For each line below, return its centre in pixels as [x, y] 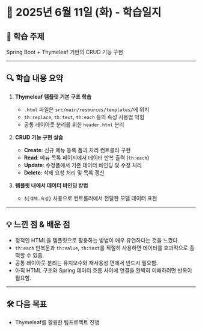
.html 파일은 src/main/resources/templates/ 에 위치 [87, 109]
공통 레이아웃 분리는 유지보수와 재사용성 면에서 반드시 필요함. [86, 263]
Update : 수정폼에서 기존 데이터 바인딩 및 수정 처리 [83, 165]
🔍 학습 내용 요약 [35, 78]
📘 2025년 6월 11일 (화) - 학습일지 [84, 12]
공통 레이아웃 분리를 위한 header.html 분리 [74, 124]
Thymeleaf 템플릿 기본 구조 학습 [53, 96]
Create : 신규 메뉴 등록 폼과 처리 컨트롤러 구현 [77, 150]
